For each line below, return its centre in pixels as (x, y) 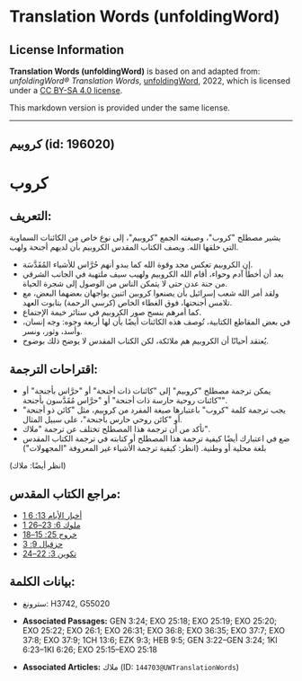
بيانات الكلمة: (42, 582)
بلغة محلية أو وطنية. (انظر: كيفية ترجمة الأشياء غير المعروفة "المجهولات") (144, 448)
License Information (67, 50)
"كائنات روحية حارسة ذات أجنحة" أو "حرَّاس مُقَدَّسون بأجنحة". (124, 401)
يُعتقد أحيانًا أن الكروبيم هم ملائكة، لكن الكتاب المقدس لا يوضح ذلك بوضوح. (146, 341)
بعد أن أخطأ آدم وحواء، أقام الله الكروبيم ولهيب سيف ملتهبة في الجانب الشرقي (153, 274)
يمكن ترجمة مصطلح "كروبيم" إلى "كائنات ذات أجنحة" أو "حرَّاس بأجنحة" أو (147, 391)
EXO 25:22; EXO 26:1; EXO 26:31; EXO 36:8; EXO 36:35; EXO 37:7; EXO (154, 630)
